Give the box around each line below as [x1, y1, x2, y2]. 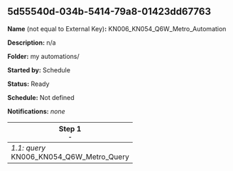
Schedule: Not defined [7, 93, 75, 101]
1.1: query [11, 143, 46, 153]
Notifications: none [7, 106, 65, 116]
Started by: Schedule [7, 65, 71, 74]
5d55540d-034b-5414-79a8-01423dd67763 [7, 6, 212, 18]
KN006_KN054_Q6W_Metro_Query [11, 152, 129, 162]
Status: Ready [7, 79, 50, 88]
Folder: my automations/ [7, 52, 80, 60]
